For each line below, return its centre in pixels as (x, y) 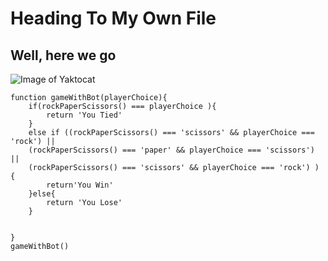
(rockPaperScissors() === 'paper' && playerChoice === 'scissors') (171, 150)
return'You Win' (80, 185)
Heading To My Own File (113, 18)
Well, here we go (63, 55)
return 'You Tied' (84, 115)
